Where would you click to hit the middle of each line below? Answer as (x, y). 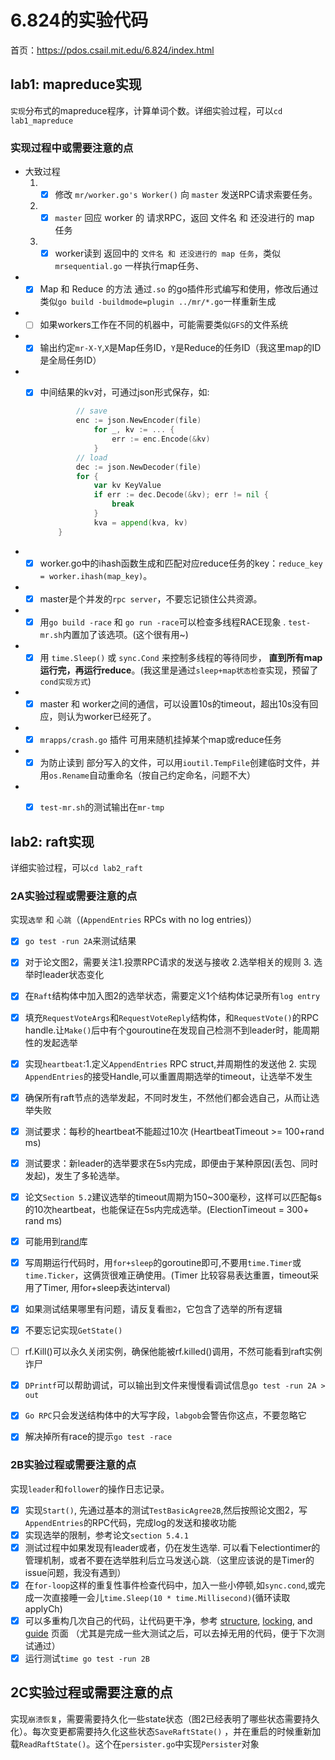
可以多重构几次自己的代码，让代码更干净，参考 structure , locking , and (168, 1620)
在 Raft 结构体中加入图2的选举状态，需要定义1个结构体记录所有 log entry (172, 996)
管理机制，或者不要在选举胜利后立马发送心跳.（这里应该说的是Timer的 (169, 1560)
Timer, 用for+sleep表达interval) (106, 1288)
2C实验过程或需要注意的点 (91, 1692)
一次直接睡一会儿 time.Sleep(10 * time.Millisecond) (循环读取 (162, 1597)
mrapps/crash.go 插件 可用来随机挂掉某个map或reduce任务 (160, 740)
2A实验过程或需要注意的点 (74, 896)
